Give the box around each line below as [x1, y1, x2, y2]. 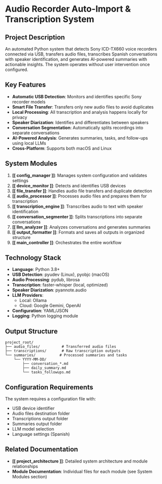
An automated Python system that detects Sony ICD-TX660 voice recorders [5, 46, 157, 52]
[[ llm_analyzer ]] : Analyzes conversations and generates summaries [12, 224, 151, 230]
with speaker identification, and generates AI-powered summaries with [5, 56, 147, 62]
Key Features [5, 81, 46, 89]
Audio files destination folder [12, 411, 70, 416]
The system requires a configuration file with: [5, 396, 96, 402]
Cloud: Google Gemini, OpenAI [19, 303, 81, 308]
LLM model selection [12, 426, 54, 432]
